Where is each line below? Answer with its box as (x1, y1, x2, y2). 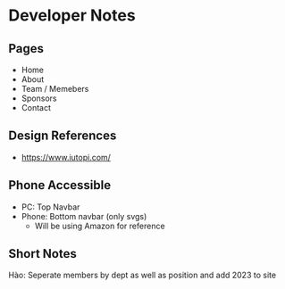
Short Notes (8, 246, 77, 261)
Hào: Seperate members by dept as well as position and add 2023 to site (8, 269, 277, 281)
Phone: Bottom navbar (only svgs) (21, 211, 147, 221)
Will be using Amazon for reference (34, 220, 166, 231)
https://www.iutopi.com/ (21, 152, 111, 162)
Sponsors (21, 93, 57, 103)
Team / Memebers (21, 84, 89, 94)
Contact (21, 103, 51, 112)
